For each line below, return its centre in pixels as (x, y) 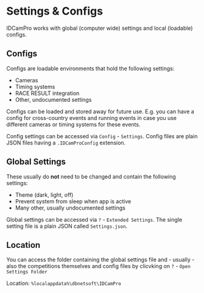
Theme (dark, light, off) (44, 195)
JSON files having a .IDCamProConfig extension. (66, 143)
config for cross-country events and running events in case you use (92, 118)
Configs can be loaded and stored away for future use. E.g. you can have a (100, 111)
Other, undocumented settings (53, 99)
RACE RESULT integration (47, 93)
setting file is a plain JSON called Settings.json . (67, 226)
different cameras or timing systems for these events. (73, 124)
